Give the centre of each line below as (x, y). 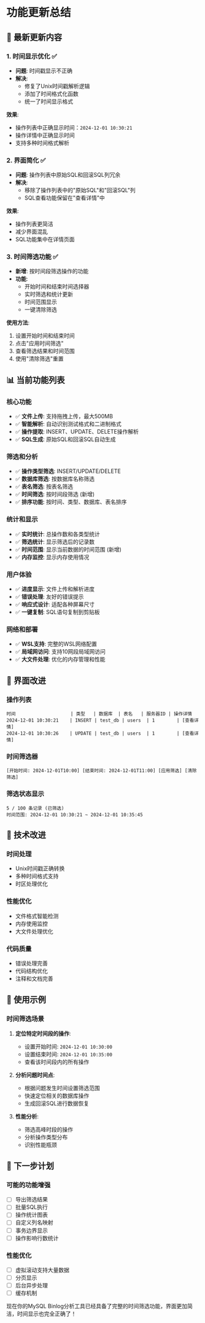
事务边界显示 (31, 1230)
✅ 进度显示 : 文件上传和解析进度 (55, 589)
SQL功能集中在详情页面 (45, 240)
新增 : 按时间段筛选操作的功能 (52, 271)
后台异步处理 (31, 1286)
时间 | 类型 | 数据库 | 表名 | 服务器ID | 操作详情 (99, 714)
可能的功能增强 (29, 1185)
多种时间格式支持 (37, 876)
